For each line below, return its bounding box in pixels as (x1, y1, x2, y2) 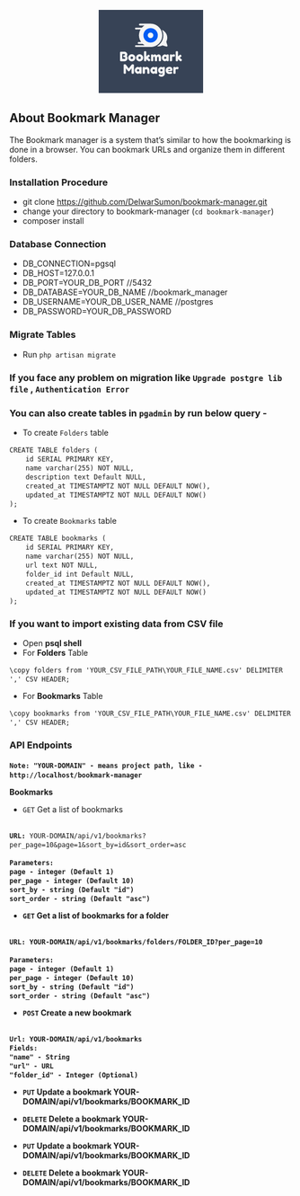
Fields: (9, 1043, 39, 1052)
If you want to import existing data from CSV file (9, 617, 224, 630)
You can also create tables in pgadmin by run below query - (9, 406, 268, 419)
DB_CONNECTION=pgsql (22, 258, 117, 270)
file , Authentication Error (9, 383, 130, 395)
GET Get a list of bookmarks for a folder (22, 909, 169, 921)
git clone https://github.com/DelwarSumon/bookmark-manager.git (22, 197, 268, 208)
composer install (22, 216, 84, 226)
